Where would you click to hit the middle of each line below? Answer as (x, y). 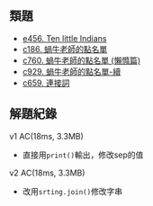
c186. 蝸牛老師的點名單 (65, 49)
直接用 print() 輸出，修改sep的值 (83, 155)
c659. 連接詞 (46, 83)
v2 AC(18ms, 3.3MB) (47, 173)
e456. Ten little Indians (64, 38)
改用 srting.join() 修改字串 (72, 191)
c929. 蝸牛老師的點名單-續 (72, 71)
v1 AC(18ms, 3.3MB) (46, 136)
